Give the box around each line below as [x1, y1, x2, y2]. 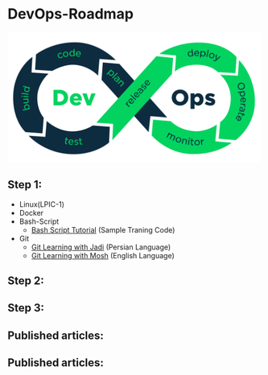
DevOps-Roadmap [7, 5, 134, 23]
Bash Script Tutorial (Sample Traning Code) [31, 225, 175, 234]
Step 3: [7, 301, 45, 315]
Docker [19, 208, 44, 217]
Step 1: [7, 178, 43, 192]
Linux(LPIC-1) [19, 199, 65, 209]
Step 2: [7, 274, 45, 288]
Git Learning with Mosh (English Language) [31, 250, 175, 260]
